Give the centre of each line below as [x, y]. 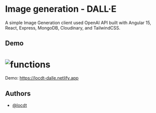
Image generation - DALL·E [61, 9]
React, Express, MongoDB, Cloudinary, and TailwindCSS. [63, 28]
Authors [18, 94]
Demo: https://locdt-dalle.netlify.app [42, 78]
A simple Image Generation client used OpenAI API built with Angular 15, [78, 23]
